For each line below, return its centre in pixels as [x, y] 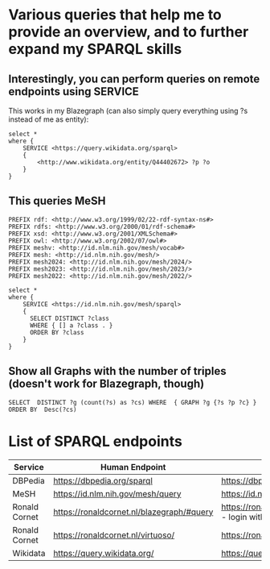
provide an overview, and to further [129, 32]
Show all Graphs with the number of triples [117, 371]
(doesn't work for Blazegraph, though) [106, 384]
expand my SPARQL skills [95, 49]
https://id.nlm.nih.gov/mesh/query [117, 493]
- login [234, 517]
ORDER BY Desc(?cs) [43, 409]
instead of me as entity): [49, 119]
